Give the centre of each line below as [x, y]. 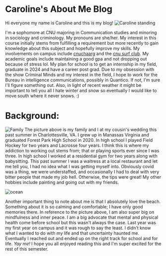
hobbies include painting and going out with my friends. [62, 182]
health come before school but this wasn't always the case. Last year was [81, 222]
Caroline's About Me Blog [59, 9]
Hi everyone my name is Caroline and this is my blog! [59, 23]
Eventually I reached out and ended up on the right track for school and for [82, 238]
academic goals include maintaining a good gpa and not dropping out [76, 59]
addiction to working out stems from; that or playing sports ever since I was [82, 150]
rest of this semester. [27, 249]
